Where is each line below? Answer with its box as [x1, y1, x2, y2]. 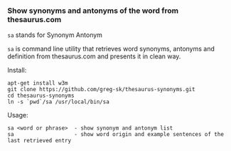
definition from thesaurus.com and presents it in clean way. [7, 52, 181, 61]
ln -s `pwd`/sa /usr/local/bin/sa [7, 98, 110, 105]
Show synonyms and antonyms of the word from [7, 6, 179, 16]
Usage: [7, 111, 28, 120]
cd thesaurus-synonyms [7, 92, 75, 100]
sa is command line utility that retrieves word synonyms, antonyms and [7, 45, 215, 53]
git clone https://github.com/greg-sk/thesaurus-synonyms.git [7, 86, 195, 93]
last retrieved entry [7, 137, 72, 145]
